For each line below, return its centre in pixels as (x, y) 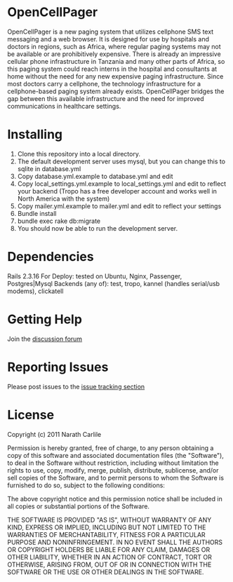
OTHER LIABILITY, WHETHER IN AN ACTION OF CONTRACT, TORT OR (109, 557)
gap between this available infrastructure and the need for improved (106, 98)
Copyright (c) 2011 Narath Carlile (54, 434)
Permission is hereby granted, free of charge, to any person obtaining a (111, 448)
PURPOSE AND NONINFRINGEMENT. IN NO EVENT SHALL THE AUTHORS (115, 542)
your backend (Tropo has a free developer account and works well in (117, 191)
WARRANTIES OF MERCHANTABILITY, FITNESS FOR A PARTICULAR (106, 534)
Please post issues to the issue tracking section (76, 386)
